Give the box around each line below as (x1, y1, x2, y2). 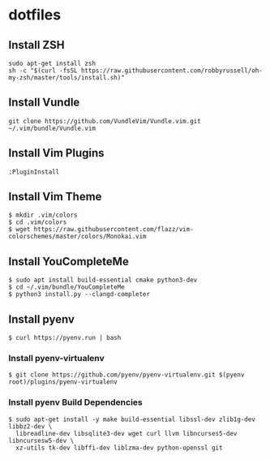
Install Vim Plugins (8, 146, 105, 160)
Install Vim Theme (8, 190, 102, 204)
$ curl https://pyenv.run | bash (8, 334, 122, 342)
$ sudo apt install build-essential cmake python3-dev (8, 276, 198, 285)
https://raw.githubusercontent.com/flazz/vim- (33, 226, 195, 234)
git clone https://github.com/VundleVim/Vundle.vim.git (8, 117, 201, 125)
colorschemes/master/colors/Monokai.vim (8, 233, 148, 241)
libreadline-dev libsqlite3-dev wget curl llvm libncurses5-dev (15, 429, 238, 437)
